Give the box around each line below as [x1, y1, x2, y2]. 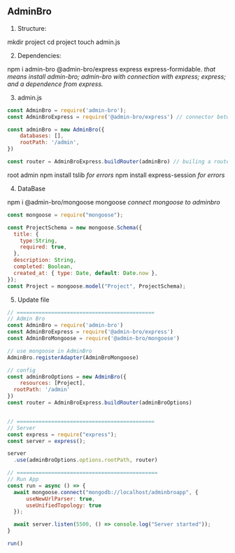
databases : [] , [20, 132, 64, 139]
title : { [13, 230, 39, 237]
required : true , [20, 244, 68, 251]
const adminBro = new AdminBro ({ [7, 126, 105, 133]
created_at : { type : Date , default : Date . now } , [13, 269, 158, 276]
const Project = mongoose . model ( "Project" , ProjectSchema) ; [7, 283, 187, 290]
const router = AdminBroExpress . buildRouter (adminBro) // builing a [7, 158, 211, 165]
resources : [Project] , [20, 379, 86, 387]
